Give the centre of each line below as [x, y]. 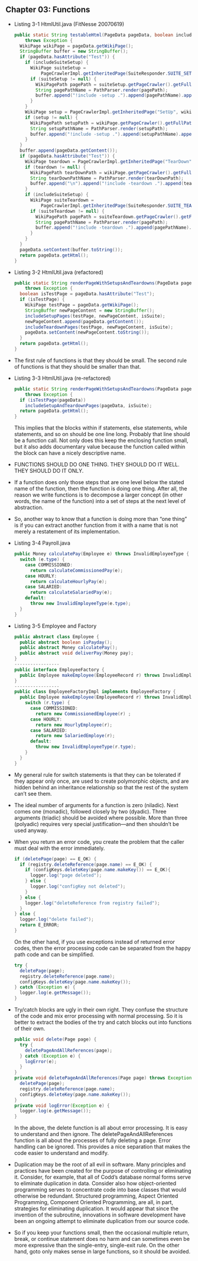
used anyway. [31, 830]
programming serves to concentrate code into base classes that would [100, 1190]
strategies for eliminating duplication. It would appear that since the [96, 1209]
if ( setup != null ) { [51, 117]
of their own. [30, 1029]
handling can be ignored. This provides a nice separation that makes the [102, 1147]
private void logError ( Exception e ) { [62, 1105]
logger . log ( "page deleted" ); [66, 876]
